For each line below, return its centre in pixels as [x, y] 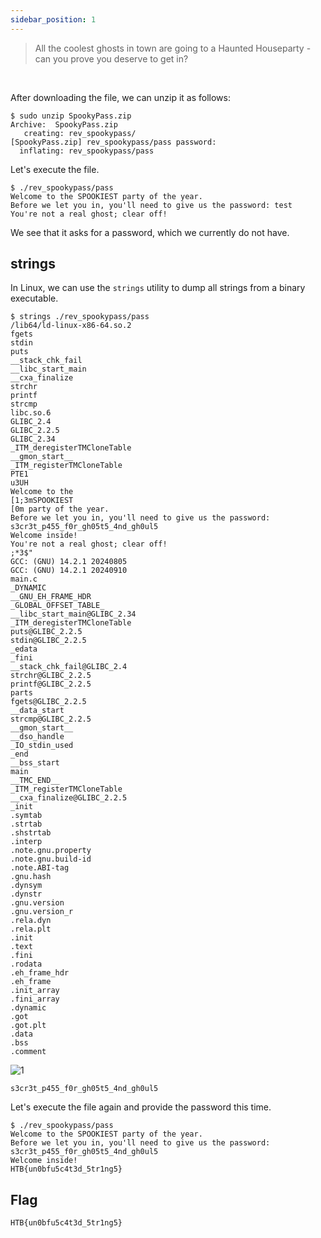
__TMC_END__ [35, 781]
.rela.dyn [31, 921]
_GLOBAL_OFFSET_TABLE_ [57, 606]
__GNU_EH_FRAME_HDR [51, 597]
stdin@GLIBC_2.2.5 [48, 641]
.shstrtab [31, 833]
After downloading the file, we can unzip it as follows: [120, 97]
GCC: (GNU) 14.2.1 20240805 [69, 562]
